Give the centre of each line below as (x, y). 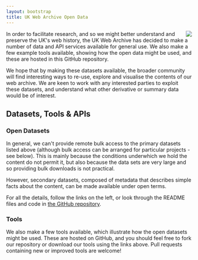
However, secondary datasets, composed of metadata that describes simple (99, 180)
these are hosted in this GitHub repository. (57, 59)
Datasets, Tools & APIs (48, 113)
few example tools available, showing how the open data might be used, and (99, 52)
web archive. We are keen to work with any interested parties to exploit (92, 83)
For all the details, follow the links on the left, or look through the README (96, 198)
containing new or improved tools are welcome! (64, 251)
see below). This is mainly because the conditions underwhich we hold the (97, 156)
